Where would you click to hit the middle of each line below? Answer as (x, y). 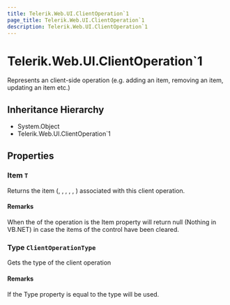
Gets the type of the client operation (59, 263)
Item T (18, 175)
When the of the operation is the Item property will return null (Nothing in (112, 222)
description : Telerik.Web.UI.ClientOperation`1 (78, 26)
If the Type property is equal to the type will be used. (83, 294)
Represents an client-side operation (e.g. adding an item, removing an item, (115, 80)
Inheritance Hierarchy (56, 110)
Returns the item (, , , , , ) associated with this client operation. (96, 190)
